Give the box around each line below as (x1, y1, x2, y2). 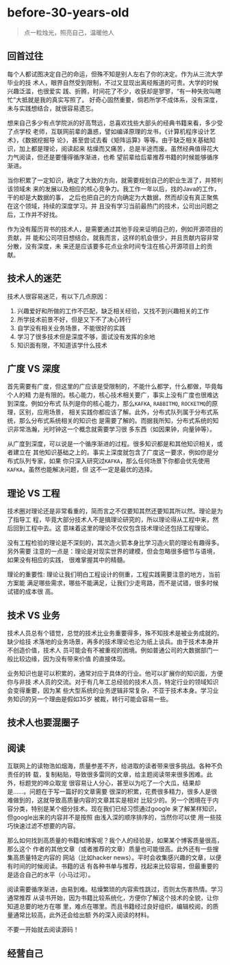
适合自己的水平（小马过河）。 (12, 870, 94, 879)
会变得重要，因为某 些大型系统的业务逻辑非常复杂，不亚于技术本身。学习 (7, 687, 213, 694)
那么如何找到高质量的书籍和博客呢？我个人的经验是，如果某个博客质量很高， (7, 836, 223, 844)
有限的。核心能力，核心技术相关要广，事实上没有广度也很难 (44, 391, 213, 399)
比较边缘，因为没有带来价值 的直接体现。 (12, 655, 129, 663)
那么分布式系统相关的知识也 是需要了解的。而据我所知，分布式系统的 (18, 417, 213, 425)
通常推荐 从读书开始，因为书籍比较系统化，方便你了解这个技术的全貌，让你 (7, 894, 219, 902)
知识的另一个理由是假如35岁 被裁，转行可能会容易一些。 (12, 695, 172, 703)
